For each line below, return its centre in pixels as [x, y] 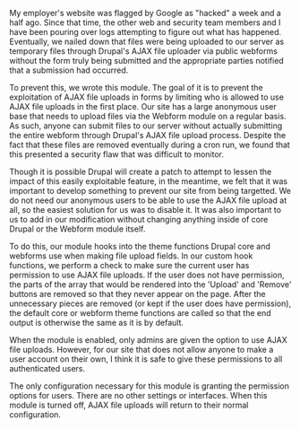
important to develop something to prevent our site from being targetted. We [150, 191]
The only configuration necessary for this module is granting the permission [149, 386]
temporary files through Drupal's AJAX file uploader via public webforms [143, 51]
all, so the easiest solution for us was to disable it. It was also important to [146, 210]
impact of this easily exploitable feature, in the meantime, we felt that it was [149, 181]
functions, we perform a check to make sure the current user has [129, 265]
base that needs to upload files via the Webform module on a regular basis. [148, 116]
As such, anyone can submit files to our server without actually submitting [146, 126]
